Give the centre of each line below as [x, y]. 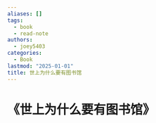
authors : [20, 40]
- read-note [31, 33]
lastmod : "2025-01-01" [40, 66]
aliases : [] [25, 14]
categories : [25, 53]
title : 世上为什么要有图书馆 [45, 72]
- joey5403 [30, 46]
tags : [15, 20]
